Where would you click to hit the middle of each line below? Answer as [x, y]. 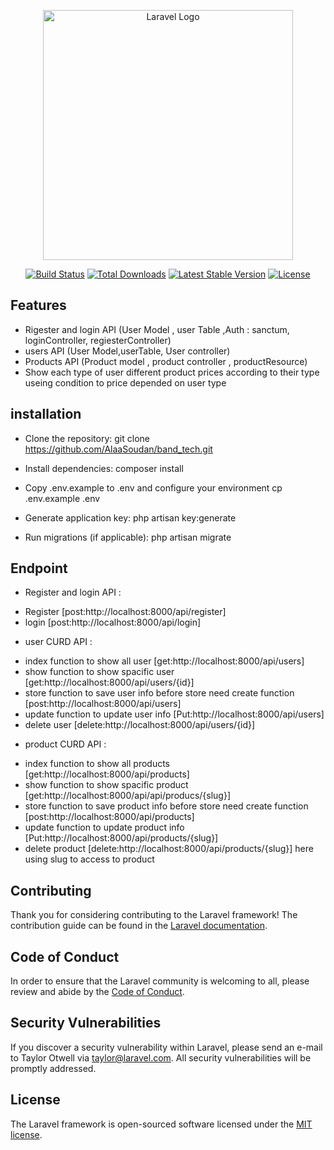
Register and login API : [73, 592]
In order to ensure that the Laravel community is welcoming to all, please [160, 981]
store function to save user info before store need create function [159, 693]
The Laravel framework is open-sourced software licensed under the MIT [161, 1124]
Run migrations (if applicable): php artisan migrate [128, 537]
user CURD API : [58, 642]
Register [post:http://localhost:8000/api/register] [125, 612]
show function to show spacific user [99, 672]
